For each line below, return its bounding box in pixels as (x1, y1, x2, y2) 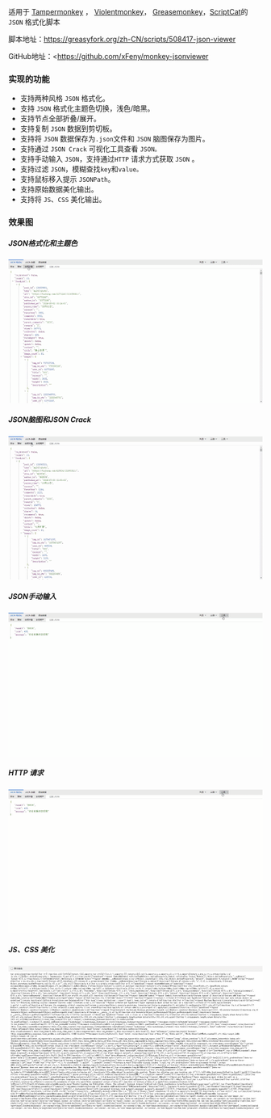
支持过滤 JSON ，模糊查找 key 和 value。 (19, 164, 143, 174)
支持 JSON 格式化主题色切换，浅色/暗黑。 (19, 103, 155, 113)
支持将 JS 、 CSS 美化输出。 (19, 195, 106, 205)
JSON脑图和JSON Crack (8, 415, 91, 424)
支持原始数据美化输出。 (19, 184, 98, 194)
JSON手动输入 (8, 591, 56, 601)
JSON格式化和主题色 (8, 238, 78, 248)
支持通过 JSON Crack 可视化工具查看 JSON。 (19, 144, 161, 154)
